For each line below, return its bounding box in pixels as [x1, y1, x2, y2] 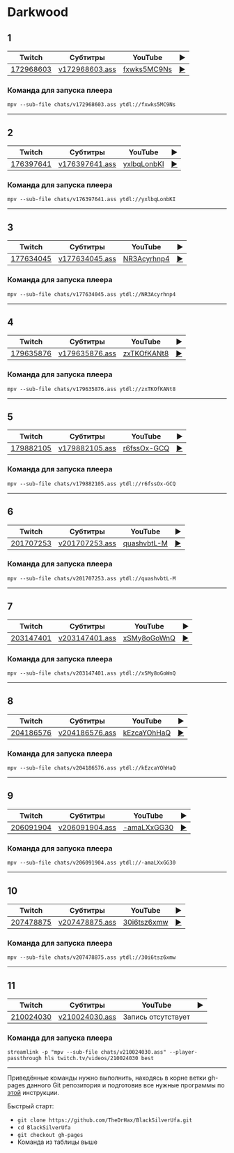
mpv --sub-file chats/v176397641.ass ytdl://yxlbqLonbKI [7, 196, 176, 203]
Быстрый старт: [7, 1102, 54, 1110]
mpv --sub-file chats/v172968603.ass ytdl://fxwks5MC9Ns [7, 101, 176, 108]
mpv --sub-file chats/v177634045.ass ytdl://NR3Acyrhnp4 [7, 291, 176, 298]
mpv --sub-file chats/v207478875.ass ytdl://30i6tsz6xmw [7, 954, 176, 961]
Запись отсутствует [123, 1012, 190, 1022]
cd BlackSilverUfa [17, 1124, 71, 1131]
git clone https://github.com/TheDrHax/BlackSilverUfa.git [17, 1117, 193, 1124]
